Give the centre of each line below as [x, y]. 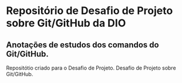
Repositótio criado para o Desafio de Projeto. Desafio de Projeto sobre [91, 68]
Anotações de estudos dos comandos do [83, 45]
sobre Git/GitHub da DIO [66, 23]
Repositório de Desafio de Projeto [90, 11]
